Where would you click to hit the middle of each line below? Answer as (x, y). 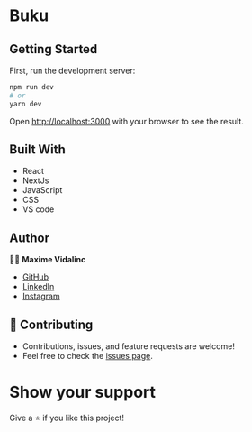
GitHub (36, 277)
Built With (37, 150)
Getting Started (54, 49)
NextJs (36, 180)
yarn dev (26, 104)
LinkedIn (38, 287)
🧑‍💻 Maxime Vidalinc (48, 260)
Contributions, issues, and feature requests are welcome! (129, 346)
